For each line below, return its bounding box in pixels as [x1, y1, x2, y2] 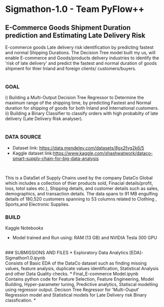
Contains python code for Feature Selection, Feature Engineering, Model [5, 276, 154, 282]
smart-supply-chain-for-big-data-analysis [12, 155, 99, 161]
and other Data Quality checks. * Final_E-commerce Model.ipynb [5, 271, 139, 277]
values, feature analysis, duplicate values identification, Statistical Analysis [5, 265, 159, 271]
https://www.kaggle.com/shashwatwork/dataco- [53, 150, 153, 156]
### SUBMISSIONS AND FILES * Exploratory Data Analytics [5, 249, 129, 255]
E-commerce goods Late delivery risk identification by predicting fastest [5, 44, 154, 50]
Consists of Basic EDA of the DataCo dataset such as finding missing [5, 260, 147, 266]
